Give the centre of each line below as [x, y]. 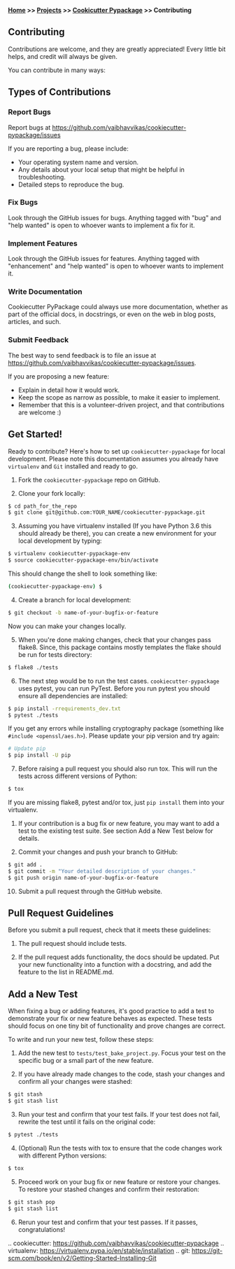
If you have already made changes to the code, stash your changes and [121, 1074]
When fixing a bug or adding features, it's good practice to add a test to [111, 1011]
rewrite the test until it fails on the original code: [87, 1122]
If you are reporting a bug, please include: [68, 148]
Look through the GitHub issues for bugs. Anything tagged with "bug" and [115, 217]
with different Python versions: [62, 1155]
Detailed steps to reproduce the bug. [71, 184]
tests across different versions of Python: [77, 776]
